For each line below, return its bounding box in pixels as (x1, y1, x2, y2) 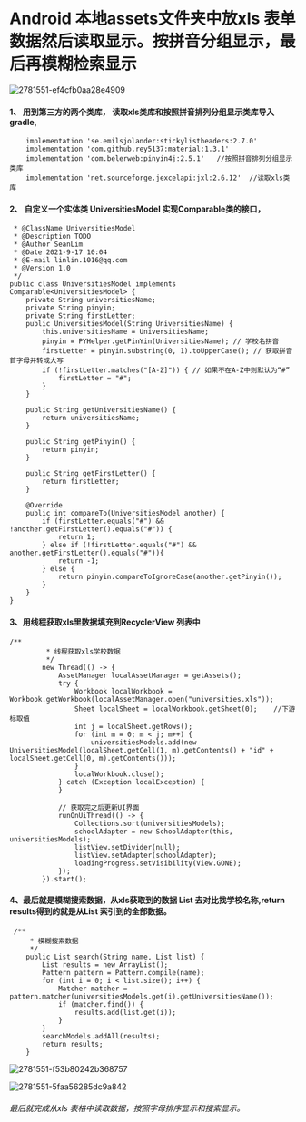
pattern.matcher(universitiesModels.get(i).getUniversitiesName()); (9, 991, 274, 1001)
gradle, (9, 116, 38, 127)
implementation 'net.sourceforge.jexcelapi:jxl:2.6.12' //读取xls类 (25, 173, 291, 182)
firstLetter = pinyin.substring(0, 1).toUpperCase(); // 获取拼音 (42, 347, 293, 356)
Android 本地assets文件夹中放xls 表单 (9, 8, 296, 29)
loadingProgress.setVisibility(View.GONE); (74, 859, 242, 868)
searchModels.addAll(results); (42, 1031, 161, 1040)
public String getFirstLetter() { (25, 469, 156, 478)
